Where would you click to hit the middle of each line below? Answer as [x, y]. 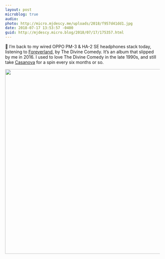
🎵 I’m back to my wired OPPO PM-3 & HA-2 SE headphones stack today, [78, 47]
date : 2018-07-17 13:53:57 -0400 [39, 28]
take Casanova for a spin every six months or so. [55, 62]
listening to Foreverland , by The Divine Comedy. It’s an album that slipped [80, 52]
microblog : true [22, 14]
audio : [12, 19]
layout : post [18, 10]
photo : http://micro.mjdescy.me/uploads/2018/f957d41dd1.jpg [69, 23]
